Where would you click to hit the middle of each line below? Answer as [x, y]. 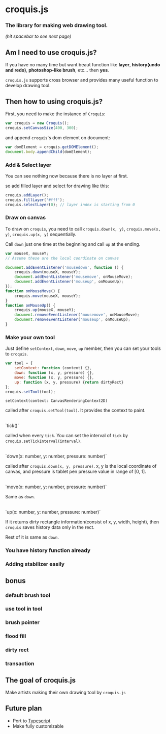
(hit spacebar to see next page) [38, 36]
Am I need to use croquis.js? [51, 52]
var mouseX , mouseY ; [27, 254]
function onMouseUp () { [30, 305]
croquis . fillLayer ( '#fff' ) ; [35, 200]
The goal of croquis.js [41, 680]
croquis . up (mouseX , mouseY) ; [45, 310]
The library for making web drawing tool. [57, 26]
